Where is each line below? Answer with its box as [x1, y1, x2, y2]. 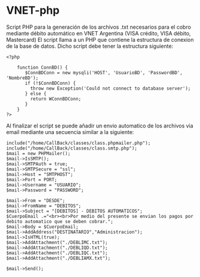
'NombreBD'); [6, 75, 39, 81]
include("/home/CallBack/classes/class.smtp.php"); [6, 145, 137, 151]
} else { [24, 90, 47, 96]
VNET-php [6, 4, 60, 17]
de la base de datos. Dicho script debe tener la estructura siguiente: [6, 42, 174, 50]
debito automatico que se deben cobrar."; [6, 218, 113, 224]
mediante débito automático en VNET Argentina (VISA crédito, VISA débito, [6, 29, 191, 36]
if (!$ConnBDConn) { [24, 80, 76, 86]
